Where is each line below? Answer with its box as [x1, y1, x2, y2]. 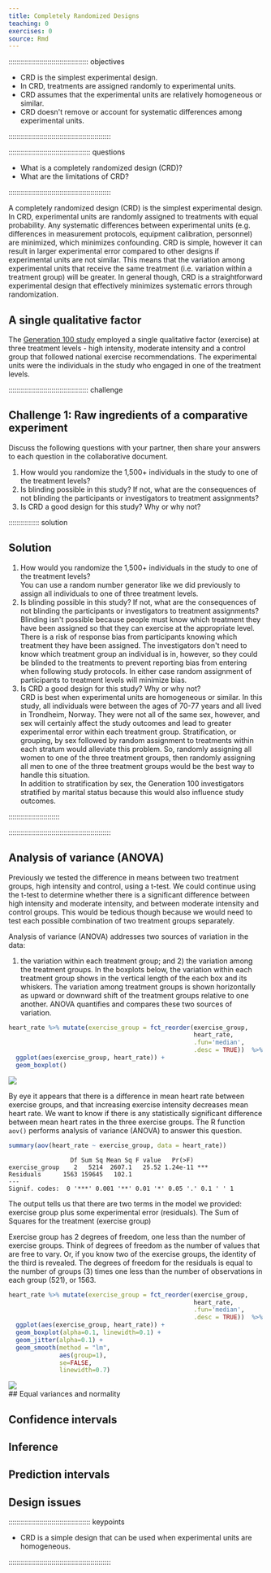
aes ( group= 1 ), [59, 1351, 107, 1359]
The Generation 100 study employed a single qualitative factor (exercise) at [8, 335, 260, 345]
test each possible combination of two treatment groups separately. [8, 915, 235, 925]
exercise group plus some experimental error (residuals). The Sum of [8, 1207, 239, 1217]
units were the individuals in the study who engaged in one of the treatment [8, 361, 261, 371]
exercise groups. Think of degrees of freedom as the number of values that [8, 1241, 260, 1250]
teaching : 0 [8, 20, 49, 28]
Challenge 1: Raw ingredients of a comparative [8, 408, 248, 423]
